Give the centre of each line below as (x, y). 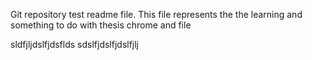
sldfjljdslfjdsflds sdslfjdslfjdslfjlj (75, 44)
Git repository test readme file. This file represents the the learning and (156, 14)
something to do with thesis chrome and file (101, 25)
